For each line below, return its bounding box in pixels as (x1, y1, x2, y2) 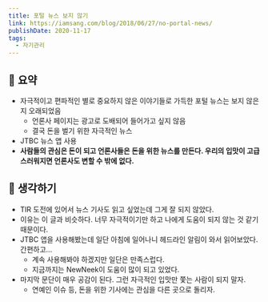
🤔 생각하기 (8, 182, 58, 195)
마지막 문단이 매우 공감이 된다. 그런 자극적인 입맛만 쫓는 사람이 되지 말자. (19, 274, 246, 284)
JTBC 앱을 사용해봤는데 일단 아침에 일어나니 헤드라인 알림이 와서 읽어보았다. (19, 234, 258, 244)
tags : (8, 34, 26, 42)
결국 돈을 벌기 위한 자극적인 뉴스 (31, 126, 133, 135)
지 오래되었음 (19, 106, 62, 115)
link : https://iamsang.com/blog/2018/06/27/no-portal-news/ (8, 19, 214, 27)
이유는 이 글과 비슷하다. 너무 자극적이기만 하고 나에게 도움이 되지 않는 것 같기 (19, 214, 259, 224)
